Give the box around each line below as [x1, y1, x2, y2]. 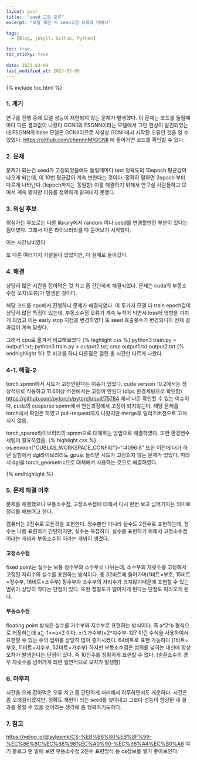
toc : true [6, 46, 30, 52]
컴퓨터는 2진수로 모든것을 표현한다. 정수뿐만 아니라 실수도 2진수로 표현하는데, [6, 520, 183, 528]
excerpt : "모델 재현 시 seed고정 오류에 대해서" [6, 19, 111, 25]
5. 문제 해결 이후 [6, 486, 49, 494]
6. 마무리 [6, 674, 30, 683]
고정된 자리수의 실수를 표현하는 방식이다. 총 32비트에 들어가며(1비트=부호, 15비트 [6, 571, 191, 578]
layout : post [6, 8, 38, 15]
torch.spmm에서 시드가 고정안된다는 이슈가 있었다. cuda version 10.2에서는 [6, 380, 181, 387]
